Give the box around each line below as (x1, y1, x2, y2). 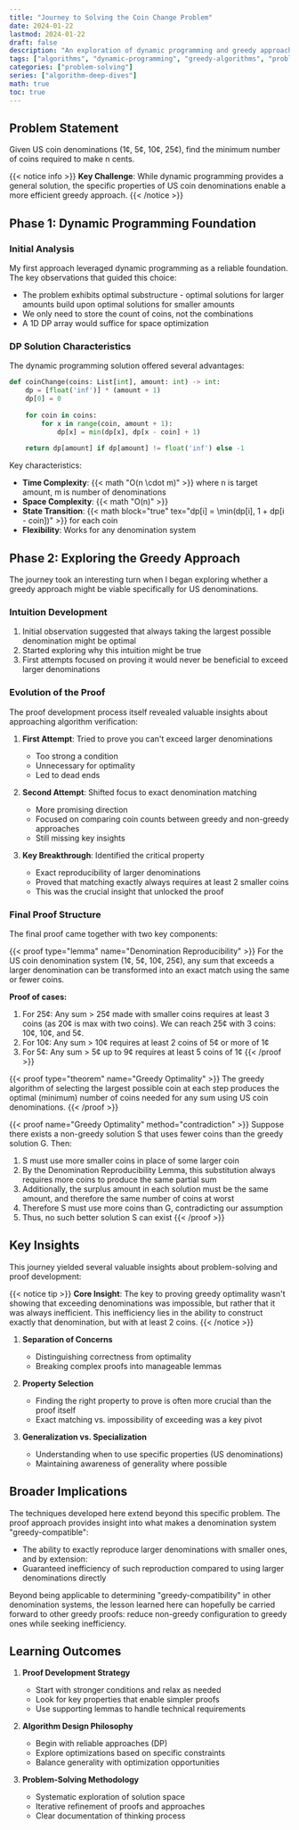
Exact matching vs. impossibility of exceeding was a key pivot (35, 1414, 263, 1424)
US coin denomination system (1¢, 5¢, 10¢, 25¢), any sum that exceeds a (9, 955, 275, 965)
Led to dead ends (35, 769, 101, 780)
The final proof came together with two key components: (9, 928, 218, 939)
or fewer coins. (9, 973, 65, 985)
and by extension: (21, 1553, 88, 1564)
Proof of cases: (9, 991, 68, 1002)
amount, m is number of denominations (21, 487, 166, 497)
